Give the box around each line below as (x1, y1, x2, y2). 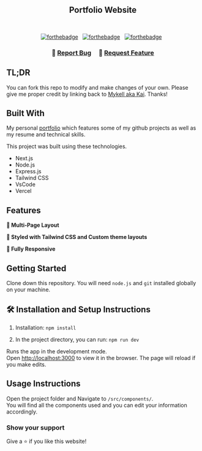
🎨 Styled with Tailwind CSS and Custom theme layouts (6, 233, 148, 241)
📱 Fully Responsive (6, 245, 56, 253)
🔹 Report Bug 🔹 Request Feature (51, 49, 154, 57)
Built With (6, 108, 45, 119)
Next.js (15, 155, 34, 162)
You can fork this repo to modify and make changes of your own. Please (6, 84, 189, 91)
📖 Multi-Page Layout (6, 221, 59, 229)
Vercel (15, 187, 32, 195)
